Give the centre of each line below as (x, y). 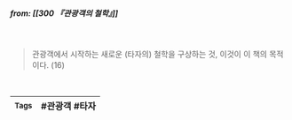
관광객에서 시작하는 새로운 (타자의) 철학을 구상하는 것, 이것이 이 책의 (149, 54)
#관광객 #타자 (68, 106)
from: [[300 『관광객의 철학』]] (64, 13)
